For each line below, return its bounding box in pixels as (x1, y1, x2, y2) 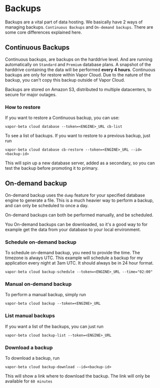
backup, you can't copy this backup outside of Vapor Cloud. (5, 77, 125, 83)
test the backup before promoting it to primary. (5, 165, 98, 171)
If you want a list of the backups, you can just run (5, 323, 104, 329)
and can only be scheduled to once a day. (5, 202, 89, 208)
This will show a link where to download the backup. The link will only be (5, 373, 150, 379)
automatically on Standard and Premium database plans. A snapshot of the (5, 61, 151, 67)
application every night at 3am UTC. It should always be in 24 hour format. (5, 260, 154, 266)
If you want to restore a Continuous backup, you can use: (5, 115, 120, 121)
